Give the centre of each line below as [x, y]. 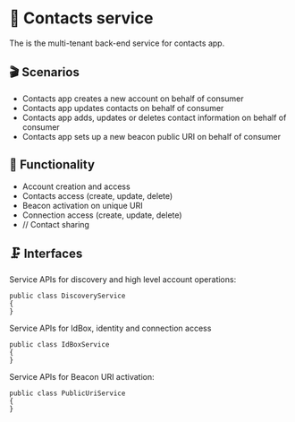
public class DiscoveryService [67, 296]
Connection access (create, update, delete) [102, 215]
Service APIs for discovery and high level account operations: [123, 280]
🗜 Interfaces [46, 253]
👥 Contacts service [81, 18]
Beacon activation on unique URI [82, 205]
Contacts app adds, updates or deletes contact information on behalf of [154, 117]
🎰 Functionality [52, 165]
